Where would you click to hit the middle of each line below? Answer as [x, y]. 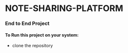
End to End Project [27, 24]
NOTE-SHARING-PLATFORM [64, 8]
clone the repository [32, 46]
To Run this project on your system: [42, 35]
